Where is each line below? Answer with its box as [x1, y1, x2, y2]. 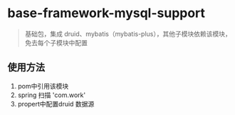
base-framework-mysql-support [7, 5, 205, 21]
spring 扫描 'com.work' [17, 91, 86, 99]
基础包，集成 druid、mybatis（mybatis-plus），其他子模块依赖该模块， [24, 29, 231, 38]
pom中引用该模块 [17, 81, 69, 90]
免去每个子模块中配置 [24, 38, 88, 47]
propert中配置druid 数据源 [17, 99, 95, 108]
